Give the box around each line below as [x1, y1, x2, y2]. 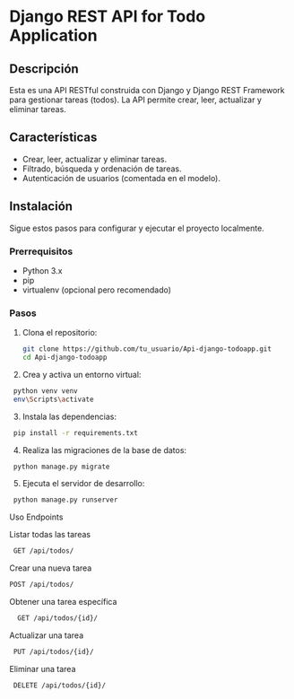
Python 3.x [22, 265, 63, 275]
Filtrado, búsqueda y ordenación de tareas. [22, 163, 182, 174]
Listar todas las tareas [9, 529, 91, 540]
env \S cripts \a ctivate [13, 395, 94, 404]
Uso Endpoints [9, 511, 64, 522]
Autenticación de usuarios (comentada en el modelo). [22, 172, 221, 183]
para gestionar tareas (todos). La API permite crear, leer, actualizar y [9, 94, 263, 105]
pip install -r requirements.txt [13, 428, 139, 437]
